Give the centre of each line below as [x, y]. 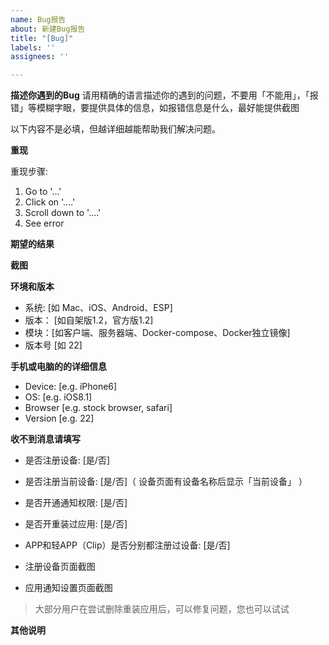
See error [44, 223]
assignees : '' [40, 57]
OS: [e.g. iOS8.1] [58, 397]
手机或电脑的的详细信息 [58, 367]
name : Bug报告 [38, 19]
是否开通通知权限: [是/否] [76, 503]
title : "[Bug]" [42, 38]
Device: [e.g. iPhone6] [71, 387]
